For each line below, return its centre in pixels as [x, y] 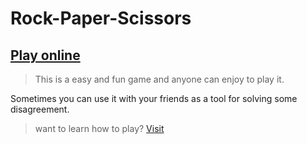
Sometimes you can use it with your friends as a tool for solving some [154, 98]
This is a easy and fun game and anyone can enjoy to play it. [159, 79]
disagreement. [40, 109]
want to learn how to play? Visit [99, 128]
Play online [45, 55]
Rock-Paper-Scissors [101, 18]
